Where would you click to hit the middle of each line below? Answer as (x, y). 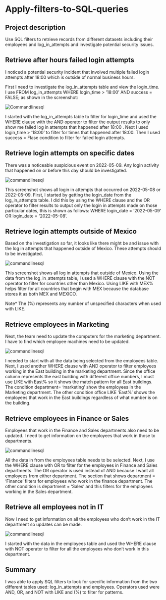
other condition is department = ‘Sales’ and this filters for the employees (79, 487)
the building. (18, 403)
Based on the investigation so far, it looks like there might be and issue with (82, 243)
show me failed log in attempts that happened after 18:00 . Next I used (77, 127)
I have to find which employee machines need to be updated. (67, 342)
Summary (21, 570)
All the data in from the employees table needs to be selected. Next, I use (80, 460)
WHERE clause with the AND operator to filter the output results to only (78, 122)
